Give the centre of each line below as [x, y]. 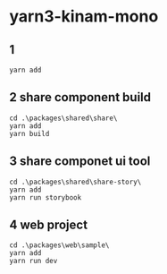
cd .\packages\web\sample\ [59, 245]
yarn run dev [33, 261]
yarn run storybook [46, 197]
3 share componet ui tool [80, 162]
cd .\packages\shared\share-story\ [75, 182]
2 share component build [80, 97]
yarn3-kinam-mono [84, 17]
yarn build [29, 133]
